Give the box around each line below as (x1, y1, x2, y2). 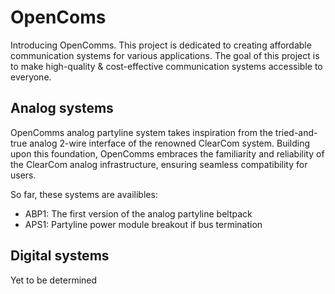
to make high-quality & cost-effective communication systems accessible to (10, 60, 323, 72)
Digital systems (10, 247, 110, 265)
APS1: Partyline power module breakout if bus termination (24, 218, 263, 230)
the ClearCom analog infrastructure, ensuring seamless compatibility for (10, 158, 308, 170)
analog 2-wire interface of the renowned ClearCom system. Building (29, 137, 311, 149)
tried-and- (274, 126, 318, 138)
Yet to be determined (10, 274, 98, 286)
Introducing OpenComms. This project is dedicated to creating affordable (10, 39, 312, 51)
